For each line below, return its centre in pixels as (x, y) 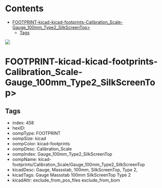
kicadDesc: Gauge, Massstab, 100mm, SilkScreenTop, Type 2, (75, 169)
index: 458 (23, 123)
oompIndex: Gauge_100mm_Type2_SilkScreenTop (62, 154)
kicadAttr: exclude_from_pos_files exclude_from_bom (66, 180)
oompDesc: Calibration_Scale (42, 149)
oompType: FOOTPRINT (36, 133)
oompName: (25, 159)
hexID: (19, 128)
